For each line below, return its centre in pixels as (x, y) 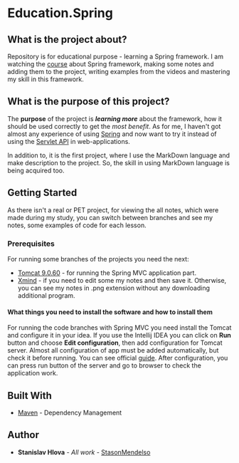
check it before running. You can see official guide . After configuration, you (118, 358)
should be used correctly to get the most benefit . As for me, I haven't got (114, 126)
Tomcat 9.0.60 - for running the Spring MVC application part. (107, 273)
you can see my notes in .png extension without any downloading (114, 288)
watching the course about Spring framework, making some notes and (111, 64)
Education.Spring (60, 13)
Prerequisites (31, 244)
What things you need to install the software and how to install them (110, 312)
